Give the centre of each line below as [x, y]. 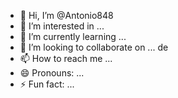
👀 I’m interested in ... [62, 26]
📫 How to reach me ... [66, 58]
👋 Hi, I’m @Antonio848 [66, 15]
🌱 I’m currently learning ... [73, 36]
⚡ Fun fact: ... [47, 84]
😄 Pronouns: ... [52, 73]
